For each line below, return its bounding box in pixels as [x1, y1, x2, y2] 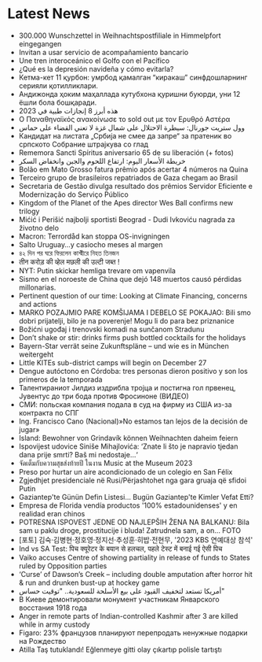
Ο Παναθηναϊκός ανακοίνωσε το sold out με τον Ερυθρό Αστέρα [18, 114, 231, 124]
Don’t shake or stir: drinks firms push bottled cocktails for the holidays [18, 332, 246, 342]
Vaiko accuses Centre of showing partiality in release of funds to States [18, 553, 250, 562]
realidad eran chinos [18, 509, 86, 518]
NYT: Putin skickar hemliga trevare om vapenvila [18, 265, 176, 276]
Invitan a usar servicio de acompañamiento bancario [18, 47, 189, 57]
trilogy [18, 206, 40, 216]
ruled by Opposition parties [18, 560, 107, 571]
